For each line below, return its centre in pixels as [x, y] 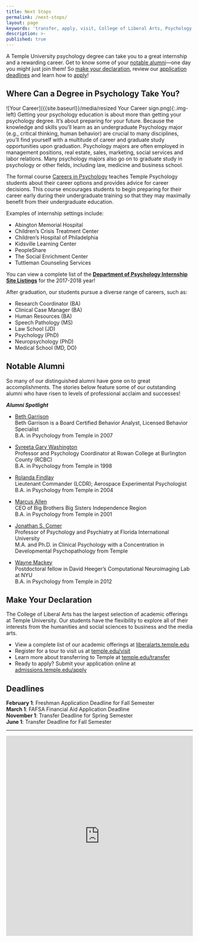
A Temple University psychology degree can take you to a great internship [97, 56]
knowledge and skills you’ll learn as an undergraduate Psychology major [94, 127]
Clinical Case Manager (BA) [48, 310]
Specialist [27, 429]
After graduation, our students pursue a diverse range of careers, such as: [97, 292]
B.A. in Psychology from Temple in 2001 [63, 514]
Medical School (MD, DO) [46, 348]
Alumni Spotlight [27, 405]
